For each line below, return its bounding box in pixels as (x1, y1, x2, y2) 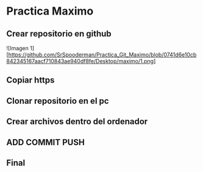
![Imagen (6, 44, 29, 52)
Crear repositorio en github (6, 29, 112, 39)
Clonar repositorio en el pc (6, 95, 109, 106)
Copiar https (6, 75, 55, 86)
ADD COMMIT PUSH (6, 137, 85, 147)
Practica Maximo (6, 4, 94, 18)
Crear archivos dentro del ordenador (6, 117, 148, 127)
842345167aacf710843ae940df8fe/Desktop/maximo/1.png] (6, 58, 156, 64)
